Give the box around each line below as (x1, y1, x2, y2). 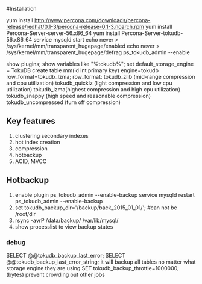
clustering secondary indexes (14, 132, 89, 139)
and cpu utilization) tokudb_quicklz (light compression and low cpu (6, 79, 172, 87)
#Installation (6, 5, 37, 12)
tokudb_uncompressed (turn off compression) (6, 99, 121, 106)
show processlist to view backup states (14, 223, 113, 230)
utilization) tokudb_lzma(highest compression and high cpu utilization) (6, 86, 181, 93)
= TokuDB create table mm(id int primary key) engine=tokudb (6, 67, 159, 74)
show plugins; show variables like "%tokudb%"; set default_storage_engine (6, 60, 194, 67)
